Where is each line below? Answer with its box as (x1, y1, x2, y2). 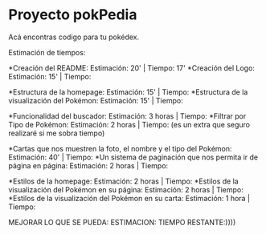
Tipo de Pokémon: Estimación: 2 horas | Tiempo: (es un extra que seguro (8, 119, 251, 129)
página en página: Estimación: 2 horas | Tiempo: (8, 160, 169, 170)
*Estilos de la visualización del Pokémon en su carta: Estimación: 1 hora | (8, 193, 251, 203)
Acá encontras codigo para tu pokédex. (8, 32, 140, 42)
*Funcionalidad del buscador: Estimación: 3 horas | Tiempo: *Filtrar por (8, 111, 247, 121)
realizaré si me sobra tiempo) (8, 128, 105, 138)
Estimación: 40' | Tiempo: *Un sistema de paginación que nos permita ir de (8, 152, 259, 162)
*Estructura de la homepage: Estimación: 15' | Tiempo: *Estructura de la (8, 87, 248, 97)
